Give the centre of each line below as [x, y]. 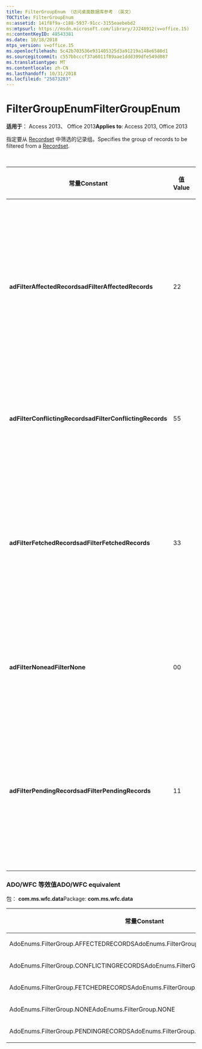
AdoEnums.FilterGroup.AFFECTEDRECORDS [72, 944]
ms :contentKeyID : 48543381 [40, 34]
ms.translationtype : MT [36, 62]
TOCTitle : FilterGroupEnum [40, 17]
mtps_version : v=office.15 [40, 46]
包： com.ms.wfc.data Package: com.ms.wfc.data [70, 899]
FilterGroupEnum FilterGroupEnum [93, 109]
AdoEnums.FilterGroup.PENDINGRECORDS [70, 1032]
